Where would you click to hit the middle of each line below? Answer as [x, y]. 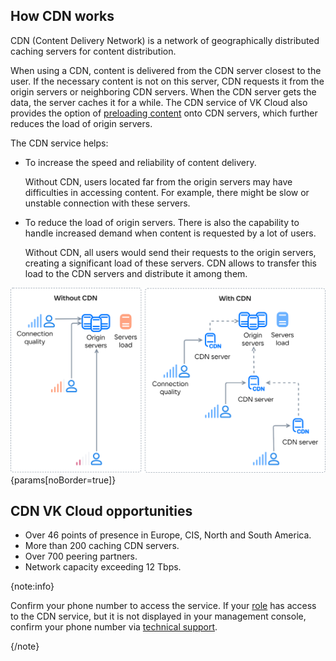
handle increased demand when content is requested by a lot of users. [170, 233]
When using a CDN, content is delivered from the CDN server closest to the [166, 70]
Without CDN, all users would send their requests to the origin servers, [170, 252]
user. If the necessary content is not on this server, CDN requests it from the [167, 81]
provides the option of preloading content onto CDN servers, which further [164, 113]
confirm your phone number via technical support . [114, 627]
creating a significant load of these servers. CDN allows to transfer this [171, 263]
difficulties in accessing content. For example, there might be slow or [167, 192]
